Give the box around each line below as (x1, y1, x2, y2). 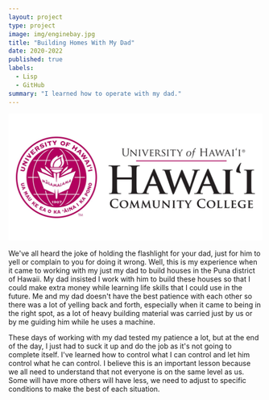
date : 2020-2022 (8, 47, 63, 56)
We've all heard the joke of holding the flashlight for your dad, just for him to (8, 248, 261, 258)
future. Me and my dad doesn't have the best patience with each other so (8, 291, 252, 301)
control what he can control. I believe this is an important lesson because (8, 358, 251, 368)
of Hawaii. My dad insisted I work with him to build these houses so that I (8, 274, 251, 284)
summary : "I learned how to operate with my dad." (8, 90, 182, 98)
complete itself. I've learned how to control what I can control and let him (8, 349, 250, 359)
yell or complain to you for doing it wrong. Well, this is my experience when (8, 256, 258, 266)
